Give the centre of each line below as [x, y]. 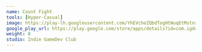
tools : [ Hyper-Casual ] [35, 17]
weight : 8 [19, 34]
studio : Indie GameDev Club [41, 39]
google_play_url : [28, 28]
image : [14, 23]
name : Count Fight [29, 12]
